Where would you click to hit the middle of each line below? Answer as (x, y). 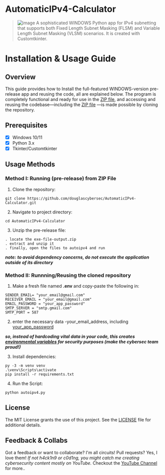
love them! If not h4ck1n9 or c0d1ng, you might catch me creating (72, 458)
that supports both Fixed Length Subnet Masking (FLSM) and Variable (88, 28)
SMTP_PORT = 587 (22, 312)
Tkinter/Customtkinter (35, 148)
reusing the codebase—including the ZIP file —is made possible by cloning (82, 105)
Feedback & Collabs (36, 441)
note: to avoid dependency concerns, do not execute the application (77, 257)
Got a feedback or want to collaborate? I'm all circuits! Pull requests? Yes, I (81, 452)
